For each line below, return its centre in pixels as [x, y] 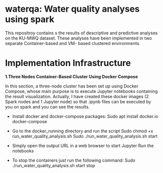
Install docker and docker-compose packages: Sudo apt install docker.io [85, 116]
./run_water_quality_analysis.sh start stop [54, 165]
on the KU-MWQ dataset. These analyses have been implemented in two [79, 38]
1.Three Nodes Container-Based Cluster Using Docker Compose [71, 76]
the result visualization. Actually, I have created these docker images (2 [77, 96]
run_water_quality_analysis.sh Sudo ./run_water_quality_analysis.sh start [85, 136]
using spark [30, 19]
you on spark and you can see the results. [47, 107]
